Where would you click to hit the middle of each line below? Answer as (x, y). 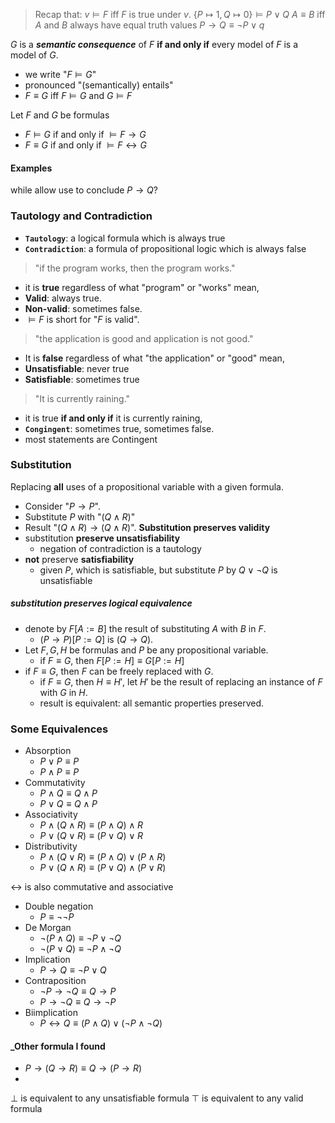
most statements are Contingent (91, 439)
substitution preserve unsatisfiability (102, 538)
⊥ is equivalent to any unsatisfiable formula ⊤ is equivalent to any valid (157, 1098)
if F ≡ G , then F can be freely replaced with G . (119, 671)
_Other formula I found (58, 1046)
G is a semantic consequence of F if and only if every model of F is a (154, 44)
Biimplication (51, 1013)
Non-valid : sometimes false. (83, 308)
